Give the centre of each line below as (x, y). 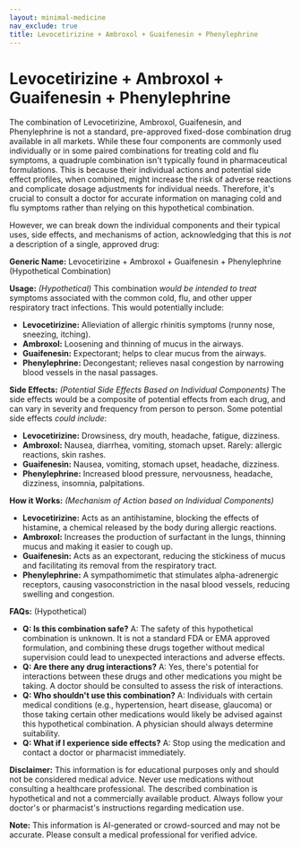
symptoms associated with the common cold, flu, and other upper (131, 298)
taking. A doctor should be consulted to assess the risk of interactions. (153, 686)
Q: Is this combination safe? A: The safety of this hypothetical (138, 629)
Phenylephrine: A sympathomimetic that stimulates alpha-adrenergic (150, 575)
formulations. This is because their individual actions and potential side (140, 170)
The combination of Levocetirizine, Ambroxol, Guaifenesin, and (125, 123)
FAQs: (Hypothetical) (48, 612)
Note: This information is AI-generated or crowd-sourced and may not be (145, 826)
